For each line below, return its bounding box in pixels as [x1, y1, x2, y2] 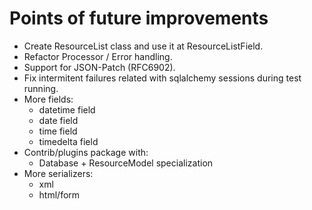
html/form [38, 188, 81, 201]
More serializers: [23, 167, 94, 179]
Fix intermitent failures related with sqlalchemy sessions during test [23, 72, 302, 84]
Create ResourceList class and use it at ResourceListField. [23, 40, 264, 52]
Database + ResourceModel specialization [38, 157, 214, 169]
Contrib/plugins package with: [23, 146, 149, 158]
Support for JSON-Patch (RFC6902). [23, 61, 176, 73]
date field [38, 114, 79, 126]
